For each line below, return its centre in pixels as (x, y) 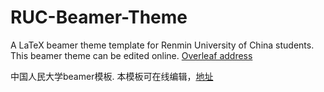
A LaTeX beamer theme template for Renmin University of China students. (162, 45)
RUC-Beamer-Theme (99, 17)
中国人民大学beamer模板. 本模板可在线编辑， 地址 (112, 76)
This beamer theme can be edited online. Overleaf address (131, 55)
